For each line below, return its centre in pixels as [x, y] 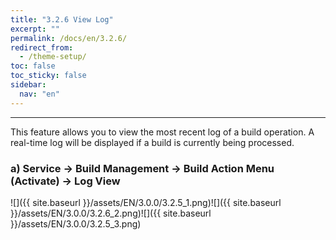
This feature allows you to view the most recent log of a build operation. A [162, 132]
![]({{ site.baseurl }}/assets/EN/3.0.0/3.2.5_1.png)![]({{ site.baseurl [146, 202]
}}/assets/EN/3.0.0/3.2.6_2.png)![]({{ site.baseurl [111, 213]
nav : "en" [39, 94]
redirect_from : [42, 47]
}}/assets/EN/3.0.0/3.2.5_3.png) [76, 223]
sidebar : [28, 85]
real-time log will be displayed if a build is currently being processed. [152, 142]
